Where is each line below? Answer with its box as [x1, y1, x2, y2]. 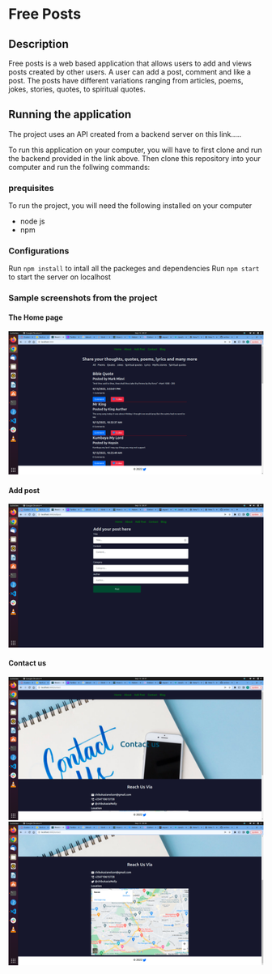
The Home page [8, 313, 63, 322]
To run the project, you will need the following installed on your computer [8, 201, 253, 211]
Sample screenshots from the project [8, 292, 158, 304]
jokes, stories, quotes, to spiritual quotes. [8, 84, 146, 94]
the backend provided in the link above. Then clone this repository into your [8, 153, 261, 163]
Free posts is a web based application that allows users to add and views [8, 58, 253, 68]
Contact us [8, 658, 47, 668]
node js [19, 216, 45, 227]
